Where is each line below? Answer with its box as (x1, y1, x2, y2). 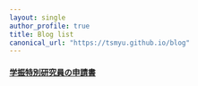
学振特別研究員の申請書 (9, 66, 96, 77)
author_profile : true (9, 21, 90, 30)
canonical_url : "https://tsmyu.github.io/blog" (9, 38, 191, 47)
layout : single (9, 13, 66, 22)
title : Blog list (9, 30, 74, 39)
